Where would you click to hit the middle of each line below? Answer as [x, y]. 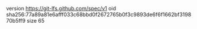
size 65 [35, 21]
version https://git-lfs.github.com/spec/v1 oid [61, 8]
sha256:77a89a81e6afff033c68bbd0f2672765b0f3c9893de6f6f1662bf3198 [99, 14]
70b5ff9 [16, 21]
